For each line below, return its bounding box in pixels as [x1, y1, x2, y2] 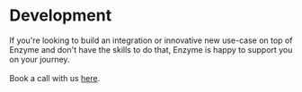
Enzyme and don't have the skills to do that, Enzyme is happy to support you [9, 44, 293, 54]
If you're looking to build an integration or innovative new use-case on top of [9, 35, 293, 46]
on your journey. [9, 54, 70, 64]
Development [9, 5, 112, 26]
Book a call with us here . [9, 72, 101, 83]
